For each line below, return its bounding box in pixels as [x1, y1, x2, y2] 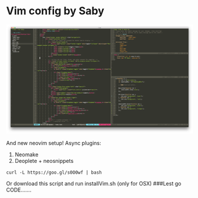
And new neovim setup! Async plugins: [6, 139, 102, 146]
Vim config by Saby [6, 4, 105, 18]
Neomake [14, 150, 39, 158]
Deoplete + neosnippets [14, 157, 74, 164]
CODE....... [6, 186, 31, 193]
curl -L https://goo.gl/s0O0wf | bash [6, 169, 102, 175]
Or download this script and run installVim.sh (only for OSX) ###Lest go [6, 180, 182, 187]
